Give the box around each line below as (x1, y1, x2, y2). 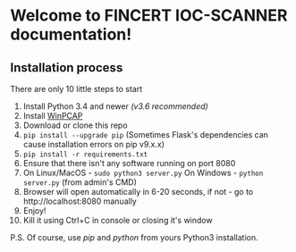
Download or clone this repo (22, 120, 128, 130)
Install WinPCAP (22, 111, 83, 121)
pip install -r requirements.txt (22, 150, 148, 159)
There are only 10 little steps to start (10, 84, 143, 94)
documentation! (10, 24, 132, 45)
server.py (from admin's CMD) (22, 177, 138, 188)
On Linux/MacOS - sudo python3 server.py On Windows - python (22, 167, 264, 178)
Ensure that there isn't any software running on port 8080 (22, 158, 236, 168)
